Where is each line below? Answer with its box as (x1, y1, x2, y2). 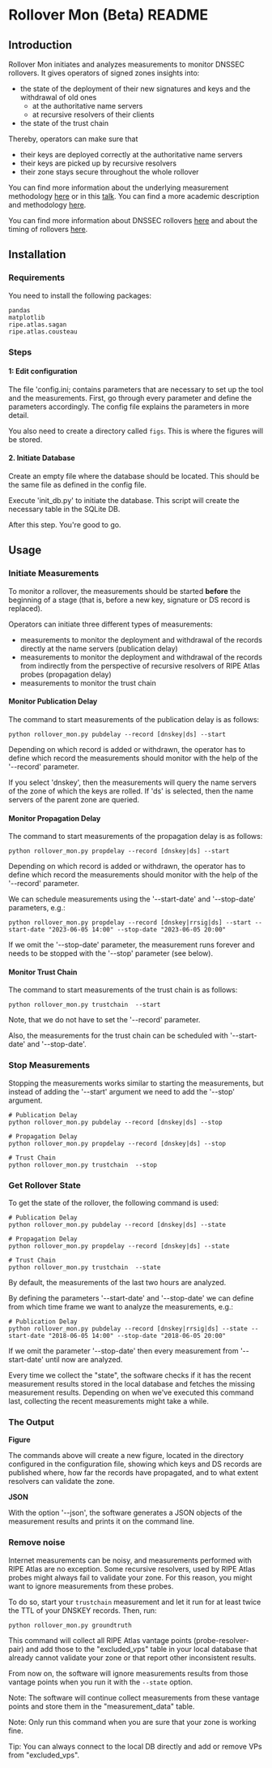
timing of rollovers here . (8, 225, 88, 234)
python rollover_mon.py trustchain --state (8, 1263, 161, 1271)
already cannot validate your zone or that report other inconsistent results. (8, 1653, 257, 1663)
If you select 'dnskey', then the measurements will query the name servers (8, 777, 257, 787)
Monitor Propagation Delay (8, 813, 101, 823)
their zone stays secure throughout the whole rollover (19, 167, 200, 176)
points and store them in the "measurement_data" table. (8, 1701, 195, 1711)
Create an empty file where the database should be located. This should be (8, 471, 260, 481)
